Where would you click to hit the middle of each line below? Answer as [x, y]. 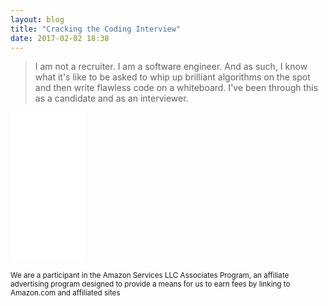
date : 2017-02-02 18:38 [60, 38]
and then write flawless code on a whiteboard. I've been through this [176, 88]
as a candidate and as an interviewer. [111, 98]
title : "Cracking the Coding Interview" [96, 29]
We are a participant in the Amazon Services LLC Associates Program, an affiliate [150, 276]
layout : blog [37, 19]
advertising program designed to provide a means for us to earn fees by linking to [150, 284]
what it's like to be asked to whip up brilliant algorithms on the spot [172, 77]
